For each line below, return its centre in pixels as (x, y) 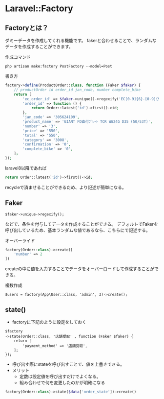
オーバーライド (20, 240)
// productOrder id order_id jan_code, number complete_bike (77, 90)
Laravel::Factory (39, 9)
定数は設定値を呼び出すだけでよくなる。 (60, 376)
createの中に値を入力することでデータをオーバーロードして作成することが (80, 269)
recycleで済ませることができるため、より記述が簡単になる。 (66, 187)
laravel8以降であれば (26, 168)
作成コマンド (18, 57)
